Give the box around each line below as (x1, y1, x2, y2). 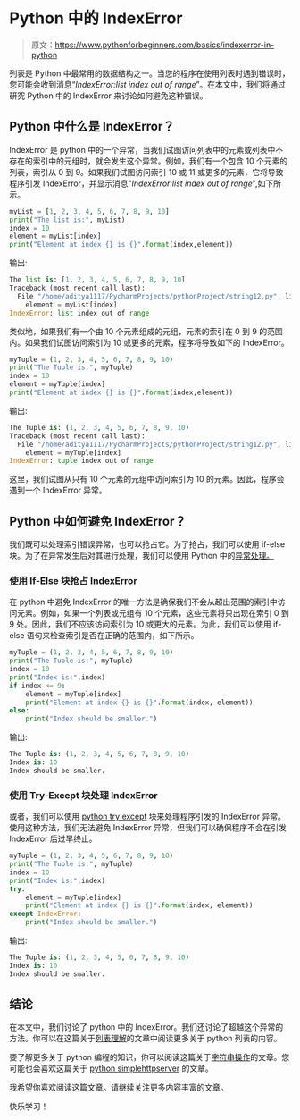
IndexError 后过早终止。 (9, 833, 97, 845)
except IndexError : (9, 909, 82, 919)
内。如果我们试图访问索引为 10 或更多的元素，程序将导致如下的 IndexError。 (9, 337, 290, 348)
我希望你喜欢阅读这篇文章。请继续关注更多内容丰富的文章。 (9, 1082, 229, 1093)
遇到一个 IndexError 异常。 (9, 484, 107, 496)
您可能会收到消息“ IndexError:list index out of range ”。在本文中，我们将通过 (9, 79, 286, 89)
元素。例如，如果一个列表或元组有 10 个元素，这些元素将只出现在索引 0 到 (16, 608, 290, 619)
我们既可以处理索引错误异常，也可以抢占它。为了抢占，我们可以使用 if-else (9, 539, 286, 550)
